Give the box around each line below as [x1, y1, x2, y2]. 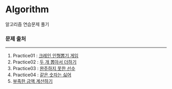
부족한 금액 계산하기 [12, 78, 53, 84]
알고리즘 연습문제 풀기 [5, 21, 50, 27]
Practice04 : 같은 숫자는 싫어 [12, 72, 72, 78]
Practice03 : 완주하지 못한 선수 [12, 65, 76, 72]
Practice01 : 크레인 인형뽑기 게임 [12, 53, 79, 59]
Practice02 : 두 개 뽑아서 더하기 [12, 59, 77, 65]
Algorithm [5, 4, 49, 15]
